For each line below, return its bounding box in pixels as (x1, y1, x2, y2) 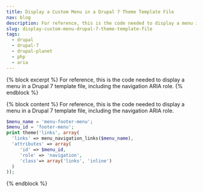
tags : (6, 31, 20, 37)
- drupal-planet (11, 48, 53, 54)
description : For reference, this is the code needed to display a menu (6, 20, 193, 26)
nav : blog (6, 14, 31, 21)
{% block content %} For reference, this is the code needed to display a (6, 100, 185, 107)
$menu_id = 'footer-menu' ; (6, 124, 74, 130)
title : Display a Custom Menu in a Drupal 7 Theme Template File (6, 8, 174, 15)
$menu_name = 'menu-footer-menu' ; (6, 118, 94, 124)
